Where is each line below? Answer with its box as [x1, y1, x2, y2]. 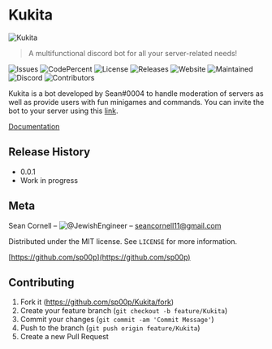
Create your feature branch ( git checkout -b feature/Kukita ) [19, 306, 228, 316]
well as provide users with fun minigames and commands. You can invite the [8, 97, 265, 107]
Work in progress [19, 175, 79, 185]
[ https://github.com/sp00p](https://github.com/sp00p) [8, 252, 191, 262]
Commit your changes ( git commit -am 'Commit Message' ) [19, 315, 214, 325]
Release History [8, 145, 91, 159]
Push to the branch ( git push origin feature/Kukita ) [19, 323, 201, 333]
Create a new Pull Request [19, 332, 110, 342]
